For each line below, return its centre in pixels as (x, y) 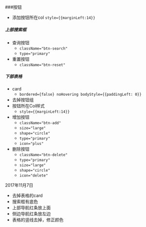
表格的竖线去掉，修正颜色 (38, 220)
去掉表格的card (27, 195)
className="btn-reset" (42, 65)
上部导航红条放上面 (31, 208)
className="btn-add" (40, 123)
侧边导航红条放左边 (31, 213)
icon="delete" (34, 175)
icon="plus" (31, 143)
